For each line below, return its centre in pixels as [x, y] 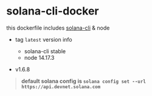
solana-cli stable [45, 51]
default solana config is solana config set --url [83, 81]
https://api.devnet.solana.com [61, 87]
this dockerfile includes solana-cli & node [58, 28]
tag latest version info [43, 39]
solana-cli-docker [53, 11]
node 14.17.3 [39, 57]
